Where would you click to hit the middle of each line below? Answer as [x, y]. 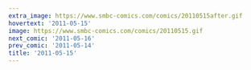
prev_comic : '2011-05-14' [51, 46]
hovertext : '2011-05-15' [50, 23]
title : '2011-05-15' [43, 53]
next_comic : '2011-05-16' [51, 38]
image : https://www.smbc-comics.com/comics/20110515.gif [106, 31]
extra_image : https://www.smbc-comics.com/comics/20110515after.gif [125, 16]
